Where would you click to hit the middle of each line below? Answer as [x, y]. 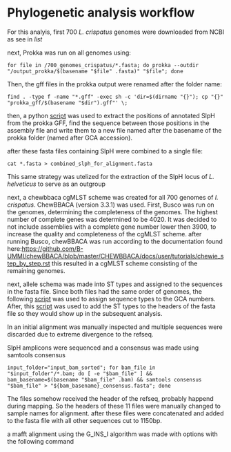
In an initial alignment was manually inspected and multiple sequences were [115, 327]
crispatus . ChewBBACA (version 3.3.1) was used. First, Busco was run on [111, 205]
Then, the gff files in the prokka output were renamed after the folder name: [115, 84]
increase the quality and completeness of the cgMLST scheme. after [104, 234]
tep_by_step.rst [29, 263]
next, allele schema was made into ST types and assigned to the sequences [115, 284]
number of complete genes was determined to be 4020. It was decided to [112, 219]
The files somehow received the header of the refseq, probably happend [110, 398]
